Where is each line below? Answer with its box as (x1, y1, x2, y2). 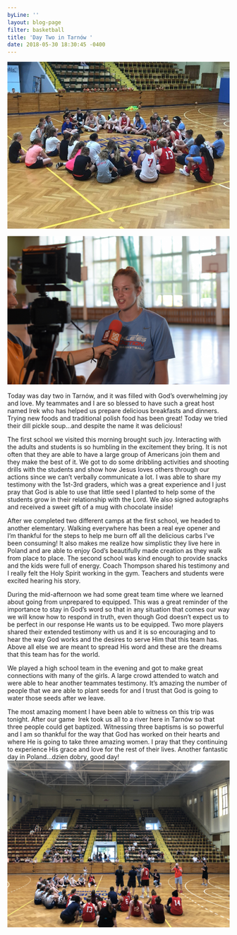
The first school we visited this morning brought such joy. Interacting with (7, 435, 221, 443)
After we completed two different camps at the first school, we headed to (7, 516, 221, 525)
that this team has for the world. (7, 650, 100, 658)
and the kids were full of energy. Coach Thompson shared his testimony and (7, 561, 230, 570)
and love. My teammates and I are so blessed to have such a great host (7, 399, 214, 407)
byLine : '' (7, 11, 39, 18)
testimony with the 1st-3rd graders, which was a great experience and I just (7, 480, 226, 489)
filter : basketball (7, 26, 65, 33)
